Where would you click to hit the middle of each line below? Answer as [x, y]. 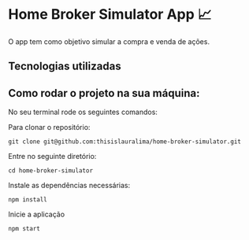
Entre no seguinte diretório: [52, 157]
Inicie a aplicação [37, 214]
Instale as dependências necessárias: [69, 186]
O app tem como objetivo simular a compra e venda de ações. [109, 41]
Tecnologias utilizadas [65, 66]
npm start [24, 229]
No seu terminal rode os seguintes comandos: [83, 112]
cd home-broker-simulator [50, 171]
